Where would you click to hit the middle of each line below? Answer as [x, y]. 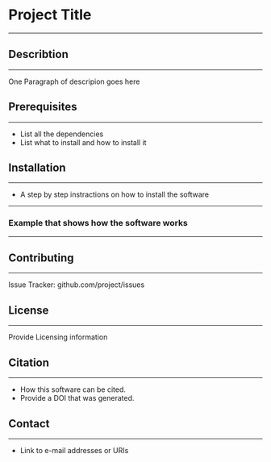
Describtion [38, 54]
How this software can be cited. [73, 389]
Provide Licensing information [58, 337]
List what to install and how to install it [83, 142]
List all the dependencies [62, 134]
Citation [29, 362]
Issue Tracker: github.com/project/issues [77, 285]
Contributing [41, 258]
